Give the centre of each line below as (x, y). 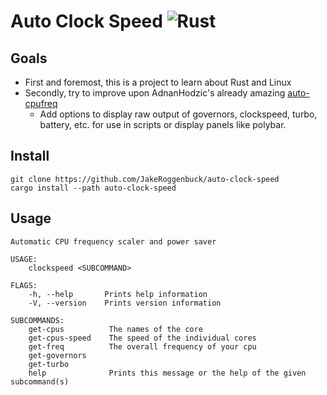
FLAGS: (24, 285)
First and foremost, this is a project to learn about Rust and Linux (158, 82)
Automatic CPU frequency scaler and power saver (113, 241)
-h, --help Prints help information (118, 294)
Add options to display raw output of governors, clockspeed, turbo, (178, 114)
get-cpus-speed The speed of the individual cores (142, 338)
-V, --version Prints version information (125, 303)
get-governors (57, 355)
